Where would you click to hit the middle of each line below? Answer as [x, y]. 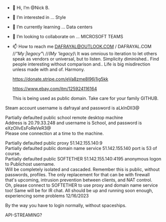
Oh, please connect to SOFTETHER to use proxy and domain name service [82, 185]
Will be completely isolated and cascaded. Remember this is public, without [83, 169]
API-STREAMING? [24, 215]
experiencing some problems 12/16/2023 [47, 196]
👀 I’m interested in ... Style [39, 17]
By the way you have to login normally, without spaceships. [66, 205]
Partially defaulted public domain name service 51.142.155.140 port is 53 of [81, 148]
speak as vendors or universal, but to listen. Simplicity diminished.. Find [85, 59]
